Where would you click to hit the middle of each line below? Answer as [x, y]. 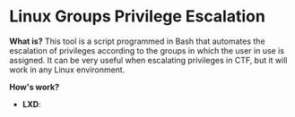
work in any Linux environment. [67, 70]
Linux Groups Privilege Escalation [138, 17]
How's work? [35, 87]
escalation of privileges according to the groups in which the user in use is [147, 50]
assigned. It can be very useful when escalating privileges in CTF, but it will [149, 60]
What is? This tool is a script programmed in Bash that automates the [138, 41]
